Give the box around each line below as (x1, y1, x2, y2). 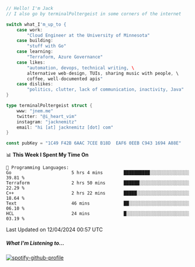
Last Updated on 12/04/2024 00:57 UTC (6, 226, 103, 233)
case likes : (16, 59, 46, 65)
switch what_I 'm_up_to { (6, 21, 67, 27)
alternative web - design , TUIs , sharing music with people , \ (27, 70, 179, 76)
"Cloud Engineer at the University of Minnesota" (27, 32, 150, 38)
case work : (16, 27, 43, 33)
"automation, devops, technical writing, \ (27, 65, 134, 71)
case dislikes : (16, 81, 54, 87)
